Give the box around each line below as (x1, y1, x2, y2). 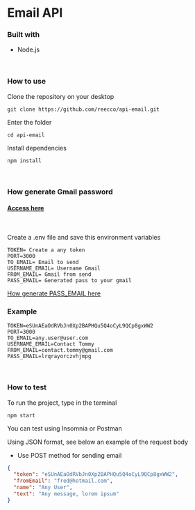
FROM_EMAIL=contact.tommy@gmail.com (7, 347, 113, 354)
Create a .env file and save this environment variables (7, 233, 161, 241)
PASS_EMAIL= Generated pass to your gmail (7, 277, 132, 284)
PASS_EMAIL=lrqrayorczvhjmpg (7, 353, 92, 360)
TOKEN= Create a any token (7, 246, 85, 254)
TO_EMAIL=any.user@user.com (7, 334, 89, 342)
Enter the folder (7, 118, 52, 126)
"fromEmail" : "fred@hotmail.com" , (13, 477, 113, 485)
